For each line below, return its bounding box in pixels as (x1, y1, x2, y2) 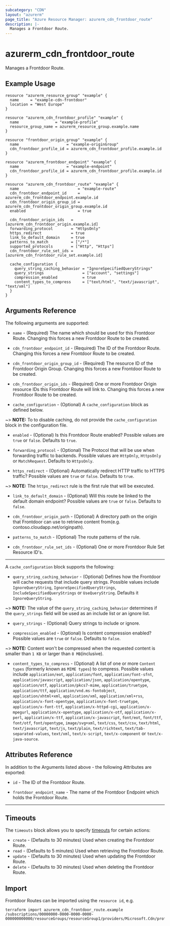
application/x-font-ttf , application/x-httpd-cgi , (12, 703, 119, 709)
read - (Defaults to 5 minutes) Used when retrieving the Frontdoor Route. (12, 848, 164, 854)
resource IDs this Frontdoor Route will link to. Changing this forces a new (12, 386, 164, 392)
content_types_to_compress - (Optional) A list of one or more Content (12, 660, 156, 666)
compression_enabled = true (14, 275, 96, 280)
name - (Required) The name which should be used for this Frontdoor (12, 330, 155, 336)
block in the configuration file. (5, 422, 68, 428)
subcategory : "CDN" (5, 7, 47, 13)
